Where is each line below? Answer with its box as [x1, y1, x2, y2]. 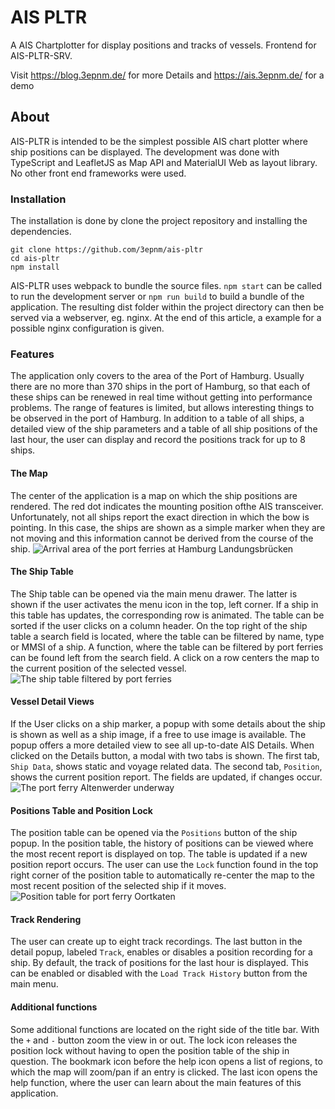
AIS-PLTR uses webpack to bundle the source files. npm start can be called [10, 280, 322, 292]
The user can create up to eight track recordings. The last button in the [10, 936, 303, 948]
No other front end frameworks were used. [10, 167, 187, 179]
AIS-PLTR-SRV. [10, 49, 73, 61]
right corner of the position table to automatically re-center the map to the [10, 869, 315, 881]
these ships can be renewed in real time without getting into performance [10, 391, 313, 403]
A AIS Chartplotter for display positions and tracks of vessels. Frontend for [10, 39, 317, 51]
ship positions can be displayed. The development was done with [10, 146, 280, 158]
